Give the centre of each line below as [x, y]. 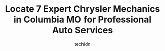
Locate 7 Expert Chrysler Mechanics [82, 9]
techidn [82, 44]
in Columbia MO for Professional [82, 20]
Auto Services [82, 30]
